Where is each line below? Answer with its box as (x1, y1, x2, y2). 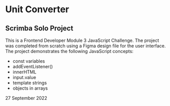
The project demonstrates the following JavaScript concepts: (5, 48, 134, 54)
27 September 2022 (5, 95, 47, 101)
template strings (12, 80, 47, 86)
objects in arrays (12, 85, 48, 91)
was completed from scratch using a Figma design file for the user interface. (5, 43, 166, 49)
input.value (12, 74, 37, 80)
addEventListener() (12, 64, 53, 69)
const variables (12, 58, 45, 64)
